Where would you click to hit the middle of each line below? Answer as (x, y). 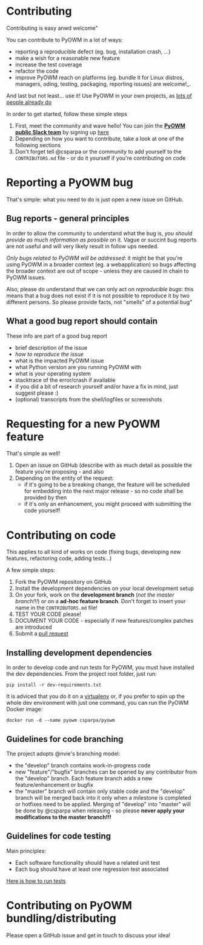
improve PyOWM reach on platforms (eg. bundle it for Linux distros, (99, 77)
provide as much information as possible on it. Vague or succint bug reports (101, 240)
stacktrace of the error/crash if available (65, 380)
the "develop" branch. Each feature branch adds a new (84, 778)
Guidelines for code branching (65, 739)
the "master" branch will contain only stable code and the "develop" (100, 791)
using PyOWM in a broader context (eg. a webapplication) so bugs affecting (101, 264)
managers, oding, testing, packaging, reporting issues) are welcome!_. (103, 84)
